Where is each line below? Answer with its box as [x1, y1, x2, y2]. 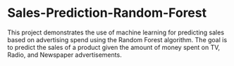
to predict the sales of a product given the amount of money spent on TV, [7, 43, 221, 51]
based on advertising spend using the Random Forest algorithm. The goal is [7, 35, 228, 44]
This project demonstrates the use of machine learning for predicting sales [7, 28, 224, 37]
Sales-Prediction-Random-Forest [7, 5, 207, 21]
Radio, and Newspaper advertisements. [7, 51, 122, 59]
